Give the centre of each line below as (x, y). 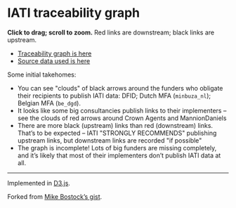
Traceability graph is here (54, 53)
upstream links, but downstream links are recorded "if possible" (110, 140)
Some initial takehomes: (42, 74)
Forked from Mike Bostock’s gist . (55, 196)
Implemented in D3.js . (39, 183)
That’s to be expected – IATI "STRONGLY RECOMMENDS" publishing (117, 133)
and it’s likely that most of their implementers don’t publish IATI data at (119, 155)
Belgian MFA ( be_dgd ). (49, 103)
